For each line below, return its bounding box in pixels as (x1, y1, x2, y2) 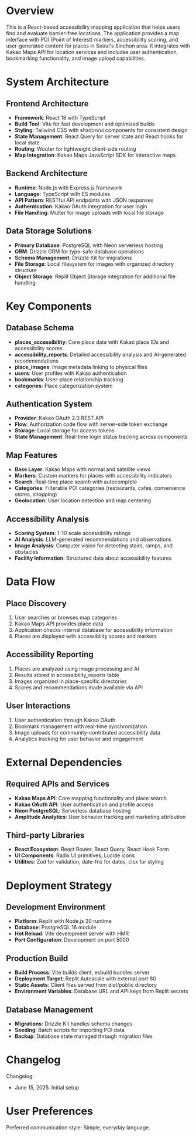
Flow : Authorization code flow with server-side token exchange (14, 421, 168, 428)
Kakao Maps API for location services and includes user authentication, (6, 48, 178, 55)
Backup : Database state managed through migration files (14, 1033, 153, 1040)
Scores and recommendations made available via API (14, 683, 143, 691)
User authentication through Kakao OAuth (14, 716, 116, 723)
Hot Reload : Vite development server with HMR (14, 930, 129, 937)
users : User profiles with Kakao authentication (14, 370, 127, 377)
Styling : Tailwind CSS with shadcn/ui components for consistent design (14, 126, 188, 133)
